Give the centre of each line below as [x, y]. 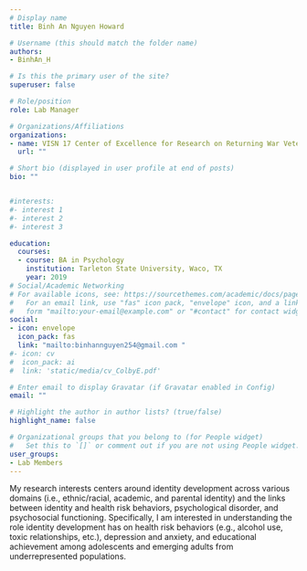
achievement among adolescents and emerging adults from [122, 547]
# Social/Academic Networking [67, 285]
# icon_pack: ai [42, 362]
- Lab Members [37, 462]
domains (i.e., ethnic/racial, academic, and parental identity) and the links [148, 498]
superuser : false [42, 85]
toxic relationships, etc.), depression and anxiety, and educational [133, 537]
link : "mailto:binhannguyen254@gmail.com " [101, 345]
